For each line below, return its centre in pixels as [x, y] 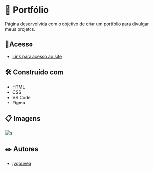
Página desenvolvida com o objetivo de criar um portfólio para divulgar [77, 24]
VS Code [21, 97]
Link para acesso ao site [37, 56]
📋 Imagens [23, 119]
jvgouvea [21, 163]
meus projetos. [20, 29]
